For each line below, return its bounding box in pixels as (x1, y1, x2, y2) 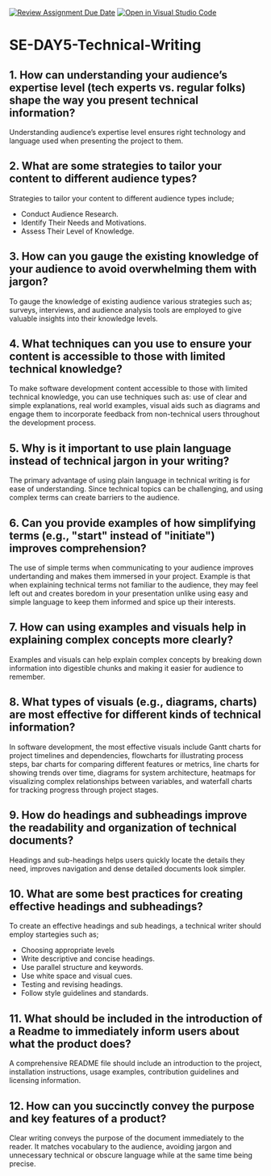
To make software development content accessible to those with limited (9, 384, 248, 394)
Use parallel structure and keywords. (20, 963, 144, 972)
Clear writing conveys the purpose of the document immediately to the (9, 1132, 244, 1143)
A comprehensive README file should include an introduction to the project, (9, 1059, 262, 1069)
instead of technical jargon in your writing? (9, 453, 230, 468)
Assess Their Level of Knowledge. (20, 226, 135, 236)
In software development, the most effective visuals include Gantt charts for (9, 742, 261, 752)
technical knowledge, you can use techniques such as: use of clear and (9, 392, 248, 402)
